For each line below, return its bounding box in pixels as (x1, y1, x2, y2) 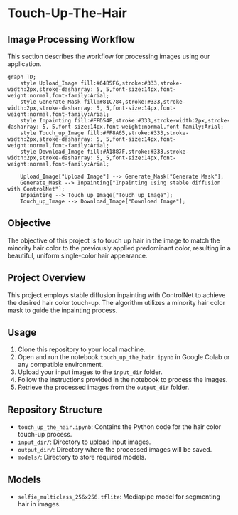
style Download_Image (20, 148, 84, 155)
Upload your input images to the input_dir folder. (17, 368, 163, 376)
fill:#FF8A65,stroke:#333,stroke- (86, 129, 190, 137)
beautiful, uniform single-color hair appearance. (7, 251, 148, 260)
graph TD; (7, 73, 37, 80)
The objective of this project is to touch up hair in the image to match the (7, 236, 220, 245)
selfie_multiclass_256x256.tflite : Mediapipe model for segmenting (17, 492, 220, 501)
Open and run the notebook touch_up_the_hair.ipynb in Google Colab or (17, 353, 230, 361)
